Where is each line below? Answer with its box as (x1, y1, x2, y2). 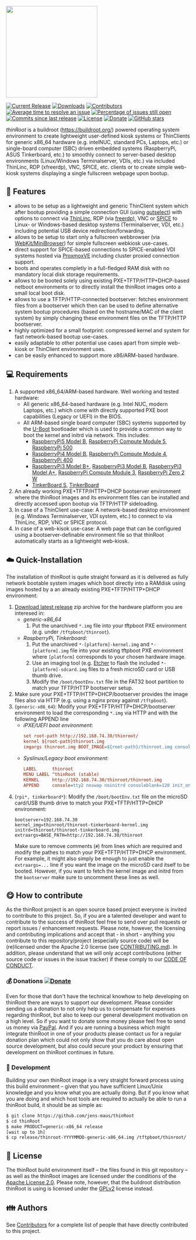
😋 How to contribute (6, 890, 83, 900)
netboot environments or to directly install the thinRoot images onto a (14, 283, 181, 290)
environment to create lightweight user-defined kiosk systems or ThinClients (6, 132, 190, 139)
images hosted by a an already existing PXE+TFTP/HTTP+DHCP (6, 586, 160, 593)
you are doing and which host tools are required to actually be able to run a (6, 1095, 187, 1102)
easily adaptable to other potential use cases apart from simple (14, 339, 166, 346)
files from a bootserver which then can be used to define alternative (14, 302, 178, 309)
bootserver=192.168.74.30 (14, 817, 78, 823)
